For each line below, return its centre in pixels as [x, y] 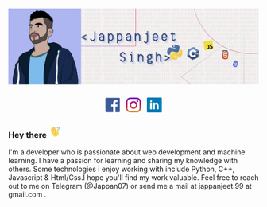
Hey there [28, 135]
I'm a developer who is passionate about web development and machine [127, 152]
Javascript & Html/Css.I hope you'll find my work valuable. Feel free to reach [133, 177]
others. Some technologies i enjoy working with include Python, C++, [122, 169]
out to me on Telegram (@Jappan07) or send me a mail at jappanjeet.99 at [130, 186]
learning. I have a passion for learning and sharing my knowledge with [123, 160]
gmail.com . [27, 194]
